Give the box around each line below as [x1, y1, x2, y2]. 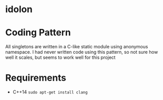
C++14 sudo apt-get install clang [12, 89, 88, 95]
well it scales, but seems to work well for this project [5, 54, 116, 60]
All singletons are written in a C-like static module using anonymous [5, 44, 148, 50]
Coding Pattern [5, 27, 71, 39]
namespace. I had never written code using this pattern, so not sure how [5, 49, 158, 55]
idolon [5, 4, 33, 15]
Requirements [5, 72, 66, 84]
